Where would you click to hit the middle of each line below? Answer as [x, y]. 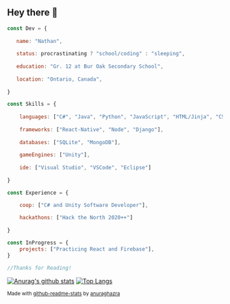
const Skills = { [32, 104]
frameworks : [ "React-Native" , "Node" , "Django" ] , [92, 129]
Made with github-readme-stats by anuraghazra [64, 293]
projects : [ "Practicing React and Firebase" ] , [87, 249]
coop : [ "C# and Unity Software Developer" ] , [84, 205]
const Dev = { [27, 28]
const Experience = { [38, 193]
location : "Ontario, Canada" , [59, 79]
